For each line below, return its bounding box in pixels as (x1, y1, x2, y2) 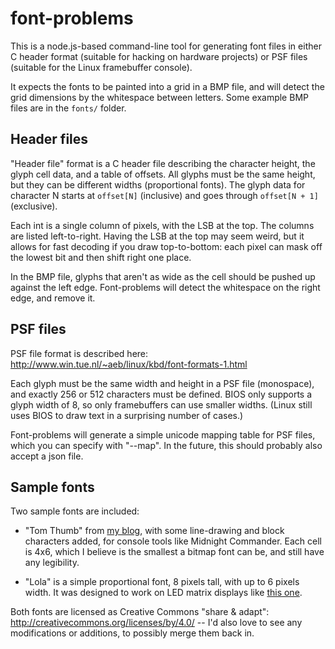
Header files (10, 131, 89, 148)
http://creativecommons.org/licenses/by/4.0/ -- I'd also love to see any (10, 617, 303, 629)
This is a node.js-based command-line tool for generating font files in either (10, 40, 322, 52)
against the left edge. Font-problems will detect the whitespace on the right (10, 281, 321, 293)
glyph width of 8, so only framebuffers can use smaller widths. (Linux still (10, 398, 313, 411)
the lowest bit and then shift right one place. (10, 251, 192, 263)
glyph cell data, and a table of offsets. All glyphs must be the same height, (10, 168, 316, 180)
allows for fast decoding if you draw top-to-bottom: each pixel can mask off (10, 240, 323, 252)
